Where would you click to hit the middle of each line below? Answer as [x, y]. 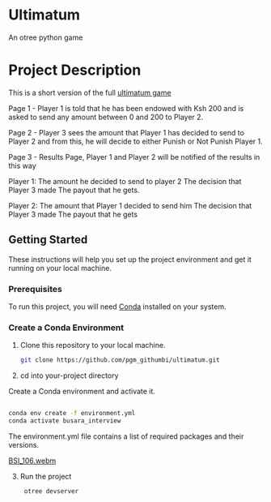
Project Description [75, 70]
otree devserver [51, 491]
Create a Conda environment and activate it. [82, 392]
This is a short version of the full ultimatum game [90, 92]
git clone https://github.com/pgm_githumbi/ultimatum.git [120, 360]
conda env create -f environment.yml [72, 414]
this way [22, 165]
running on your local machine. [60, 268]
